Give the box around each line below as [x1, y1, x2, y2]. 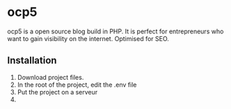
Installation [7, 55, 57, 67]
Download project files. [17, 73, 84, 81]
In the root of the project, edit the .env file [17, 81, 137, 89]
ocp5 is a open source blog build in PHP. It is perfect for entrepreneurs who [7, 27, 224, 35]
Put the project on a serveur [17, 87, 98, 96]
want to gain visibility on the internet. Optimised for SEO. [7, 34, 169, 42]
